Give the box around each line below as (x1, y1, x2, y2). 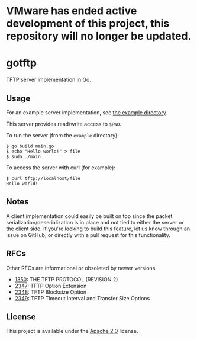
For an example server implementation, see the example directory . (6, 108, 167, 116)
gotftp (6, 56, 37, 70)
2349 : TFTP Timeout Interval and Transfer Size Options (14, 294, 150, 301)
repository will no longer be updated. (6, 30, 192, 43)
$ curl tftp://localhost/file (6, 175, 81, 181)
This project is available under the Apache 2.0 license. (6, 328, 138, 335)
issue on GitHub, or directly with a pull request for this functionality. (6, 231, 170, 238)
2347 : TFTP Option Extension (14, 282, 87, 289)
